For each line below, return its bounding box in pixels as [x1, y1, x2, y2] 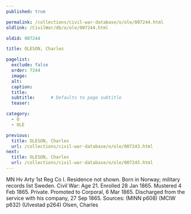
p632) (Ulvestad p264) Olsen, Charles [6, 201, 98, 208]
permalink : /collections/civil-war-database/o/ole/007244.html [6, 19, 164, 25]
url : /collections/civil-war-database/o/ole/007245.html [11, 160, 154, 166]
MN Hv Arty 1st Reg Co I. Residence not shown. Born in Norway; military [6, 176, 180, 183]
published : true [6, 8, 46, 15]
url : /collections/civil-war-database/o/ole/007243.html [11, 143, 154, 149]
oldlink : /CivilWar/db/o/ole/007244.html [6, 25, 109, 31]
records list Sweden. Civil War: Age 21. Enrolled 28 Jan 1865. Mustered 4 [6, 182, 182, 189]
